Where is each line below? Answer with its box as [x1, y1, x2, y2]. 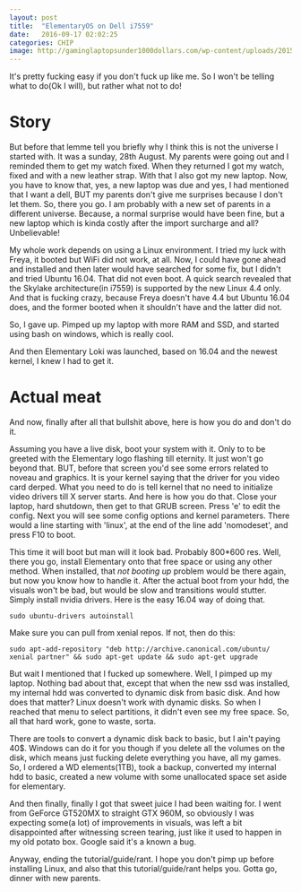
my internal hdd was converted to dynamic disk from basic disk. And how [9, 688, 280, 697]
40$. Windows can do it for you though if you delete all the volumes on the [9, 743, 285, 753]
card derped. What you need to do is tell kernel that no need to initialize [9, 481, 273, 492]
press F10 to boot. [9, 530, 76, 540]
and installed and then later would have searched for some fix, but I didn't [9, 264, 281, 274]
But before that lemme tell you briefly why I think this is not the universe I [9, 142, 279, 152]
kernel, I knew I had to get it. [9, 356, 115, 367]
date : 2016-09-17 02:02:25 [9, 30, 118, 39]
